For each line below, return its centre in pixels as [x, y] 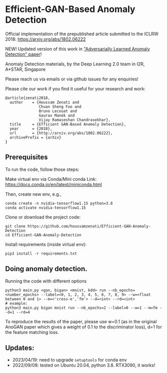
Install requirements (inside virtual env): [46, 244]
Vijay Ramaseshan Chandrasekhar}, [75, 120]
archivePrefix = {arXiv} [35, 137]
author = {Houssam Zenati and [44, 102]
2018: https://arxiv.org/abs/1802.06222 [45, 39]
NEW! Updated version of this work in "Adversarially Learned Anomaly [77, 49]
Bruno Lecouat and [58, 111]
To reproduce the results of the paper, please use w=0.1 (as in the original [81, 321]
